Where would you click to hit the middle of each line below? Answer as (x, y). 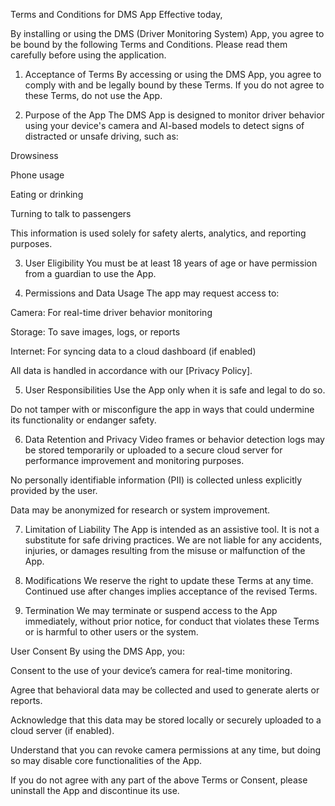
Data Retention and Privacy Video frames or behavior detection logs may (174, 439)
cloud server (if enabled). (62, 730)
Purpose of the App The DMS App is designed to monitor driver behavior (174, 115)
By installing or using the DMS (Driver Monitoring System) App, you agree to (167, 33)
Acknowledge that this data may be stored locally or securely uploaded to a (166, 720)
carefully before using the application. (88, 55)
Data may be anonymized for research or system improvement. (140, 510)
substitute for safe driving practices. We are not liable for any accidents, (173, 540)
